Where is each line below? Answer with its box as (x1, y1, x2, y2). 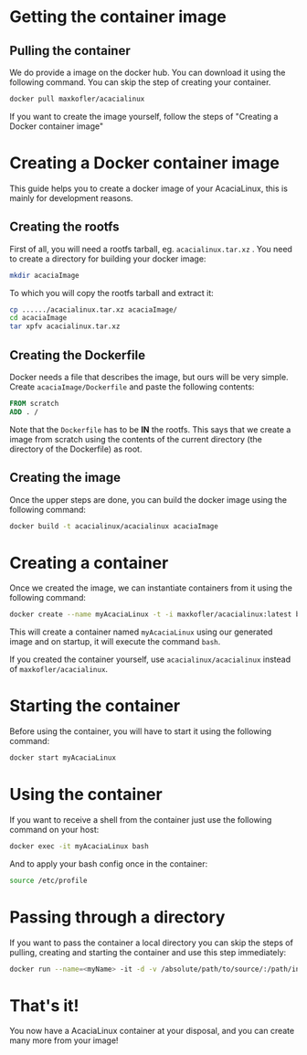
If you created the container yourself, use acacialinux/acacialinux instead (9, 654, 291, 665)
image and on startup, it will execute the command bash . (9, 636, 221, 647)
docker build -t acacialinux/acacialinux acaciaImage (9, 521, 219, 531)
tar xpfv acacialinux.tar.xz (9, 322, 121, 331)
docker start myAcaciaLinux (9, 753, 117, 762)
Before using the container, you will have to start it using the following (9, 726, 272, 737)
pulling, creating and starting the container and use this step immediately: (9, 946, 287, 957)
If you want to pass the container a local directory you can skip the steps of (9, 937, 294, 948)
